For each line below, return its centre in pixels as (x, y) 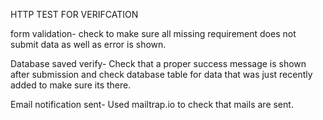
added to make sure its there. (71, 85)
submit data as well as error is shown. (88, 44)
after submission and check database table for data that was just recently (161, 74)
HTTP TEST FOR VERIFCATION (74, 14)
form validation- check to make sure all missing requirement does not (153, 33)
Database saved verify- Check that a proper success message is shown (158, 63)
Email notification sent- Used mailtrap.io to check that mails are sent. (152, 104)
